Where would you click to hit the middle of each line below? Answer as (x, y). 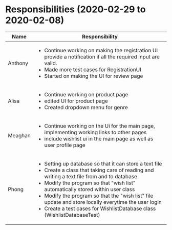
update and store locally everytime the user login (103, 202)
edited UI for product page (76, 101)
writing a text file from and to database (91, 176)
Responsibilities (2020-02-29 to (76, 9)
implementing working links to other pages (95, 132)
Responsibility (100, 36)
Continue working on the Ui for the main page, (100, 126)
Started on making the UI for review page (94, 76)
